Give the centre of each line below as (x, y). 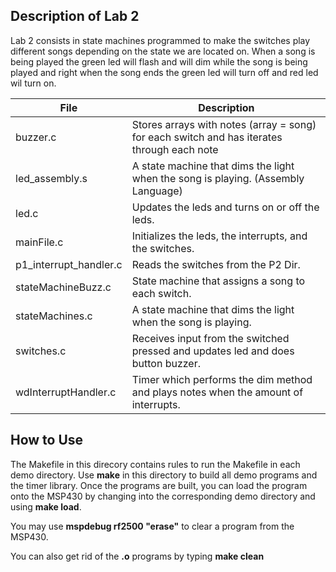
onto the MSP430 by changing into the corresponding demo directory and (163, 496)
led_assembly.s (51, 178)
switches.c (41, 351)
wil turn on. (33, 83)
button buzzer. (166, 363)
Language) (157, 191)
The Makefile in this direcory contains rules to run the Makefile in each (155, 464)
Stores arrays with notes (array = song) (224, 124)
